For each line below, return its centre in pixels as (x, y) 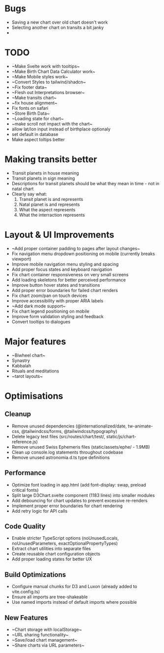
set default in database (35, 134)
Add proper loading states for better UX (52, 559)
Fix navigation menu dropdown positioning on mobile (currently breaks (83, 254)
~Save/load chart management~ (44, 640)
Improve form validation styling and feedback (57, 316)
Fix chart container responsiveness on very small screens (70, 274)
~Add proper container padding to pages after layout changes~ (76, 248)
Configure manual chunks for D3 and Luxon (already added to (74, 587)
